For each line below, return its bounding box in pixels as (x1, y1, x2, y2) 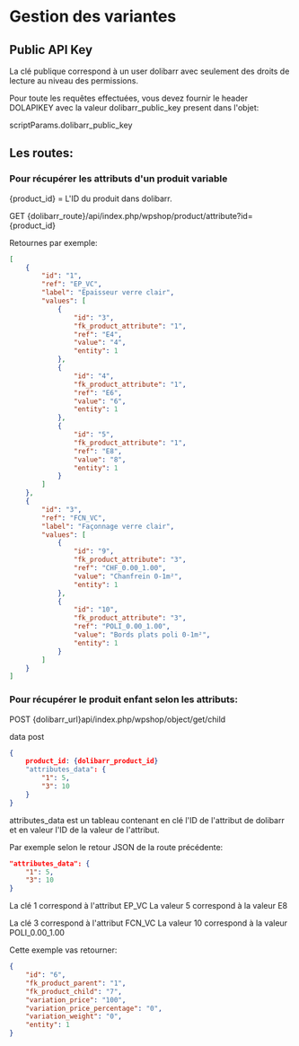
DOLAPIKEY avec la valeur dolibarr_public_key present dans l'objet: (9, 102, 259, 113)
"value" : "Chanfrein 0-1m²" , (73, 572, 182, 581)
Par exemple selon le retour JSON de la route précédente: (9, 841, 224, 852)
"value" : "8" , (73, 455, 127, 464)
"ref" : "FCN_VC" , (41, 514, 106, 523)
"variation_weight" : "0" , (25, 1012, 123, 1021)
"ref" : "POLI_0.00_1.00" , (73, 622, 171, 631)
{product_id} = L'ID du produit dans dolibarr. (9, 193, 172, 204)
